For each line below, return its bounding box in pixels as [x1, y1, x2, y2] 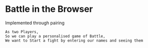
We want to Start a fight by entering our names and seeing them [5, 38, 143, 43]
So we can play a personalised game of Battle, [5, 34, 106, 39]
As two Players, [5, 29, 39, 34]
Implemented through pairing [5, 20, 65, 26]
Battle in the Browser [5, 3, 93, 15]
